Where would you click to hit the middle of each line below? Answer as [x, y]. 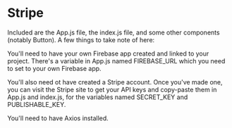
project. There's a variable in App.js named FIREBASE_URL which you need [116, 60]
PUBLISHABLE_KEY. [37, 104]
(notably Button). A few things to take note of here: [81, 39]
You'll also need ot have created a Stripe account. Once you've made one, [115, 82]
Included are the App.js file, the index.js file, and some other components [114, 32]
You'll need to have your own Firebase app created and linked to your [108, 53]
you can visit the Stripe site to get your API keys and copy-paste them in [112, 89]
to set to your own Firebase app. [54, 68]
